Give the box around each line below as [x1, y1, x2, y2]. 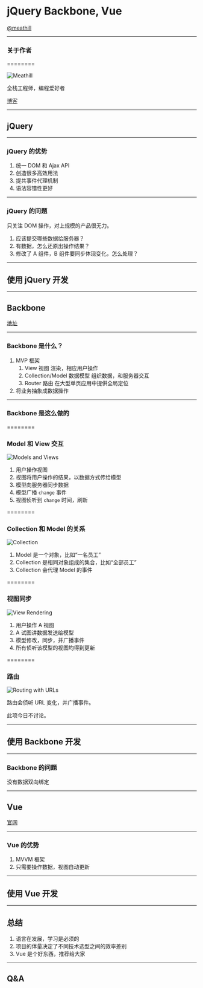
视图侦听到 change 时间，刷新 [15, 496, 88, 504]
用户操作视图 [15, 466, 48, 473]
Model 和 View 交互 [7, 440, 64, 448]
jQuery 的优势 [7, 147, 48, 155]
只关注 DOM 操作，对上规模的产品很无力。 [7, 222, 113, 229]
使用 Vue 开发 [7, 888, 58, 899]
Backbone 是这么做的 [7, 409, 70, 418]
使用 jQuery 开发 [7, 275, 69, 285]
